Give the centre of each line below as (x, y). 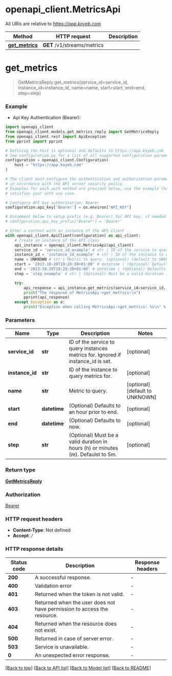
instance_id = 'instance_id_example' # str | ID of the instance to (89, 255)
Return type (20, 470)
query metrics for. (90, 376)
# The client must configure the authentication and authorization (79, 179)
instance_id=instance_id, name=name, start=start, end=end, (82, 87)
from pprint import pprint (34, 141)
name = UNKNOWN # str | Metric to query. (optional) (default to (86, 260)
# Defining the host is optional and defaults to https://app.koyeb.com (84, 151)
